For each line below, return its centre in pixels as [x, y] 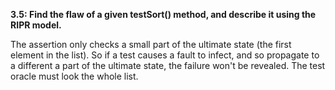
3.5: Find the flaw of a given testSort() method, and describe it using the [163, 14]
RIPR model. [36, 25]
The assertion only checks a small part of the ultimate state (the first [151, 44]
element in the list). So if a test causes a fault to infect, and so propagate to [165, 55]
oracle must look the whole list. [74, 76]
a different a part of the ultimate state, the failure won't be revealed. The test [168, 65]
